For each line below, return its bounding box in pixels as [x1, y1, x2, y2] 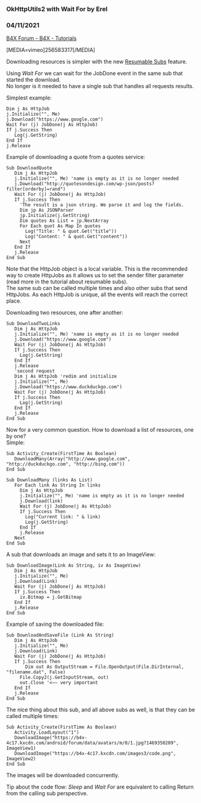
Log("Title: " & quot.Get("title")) [25, 228, 117, 235]
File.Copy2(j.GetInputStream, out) [19, 675, 110, 681]
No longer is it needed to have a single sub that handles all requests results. [6, 83, 194, 90]
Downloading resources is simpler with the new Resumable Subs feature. [6, 58, 188, 65]
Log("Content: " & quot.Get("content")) [25, 234, 128, 240]
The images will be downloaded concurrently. [6, 772, 119, 779]
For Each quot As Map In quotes [19, 223, 101, 229]
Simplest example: [6, 94, 52, 101]
